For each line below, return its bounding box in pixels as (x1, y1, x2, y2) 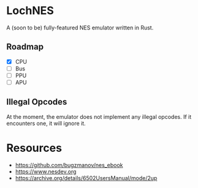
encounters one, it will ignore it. (6, 119, 86, 127)
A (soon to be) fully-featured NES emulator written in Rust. (6, 24, 154, 31)
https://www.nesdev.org (15, 168, 77, 175)
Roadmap (6, 42, 44, 52)
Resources (6, 141, 63, 155)
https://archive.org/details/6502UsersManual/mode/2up (15, 174, 158, 181)
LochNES (6, 4, 54, 18)
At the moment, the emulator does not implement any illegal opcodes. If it (6, 113, 192, 120)
